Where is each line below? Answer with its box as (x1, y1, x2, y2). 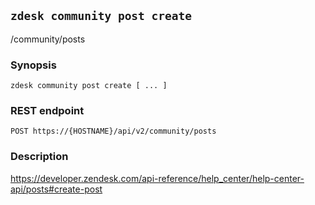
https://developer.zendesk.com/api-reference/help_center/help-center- (10, 172, 305, 184)
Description (10, 150, 69, 164)
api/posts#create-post (10, 183, 103, 195)
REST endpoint (10, 104, 85, 118)
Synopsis (10, 58, 57, 72)
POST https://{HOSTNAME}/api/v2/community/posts (10, 126, 217, 137)
